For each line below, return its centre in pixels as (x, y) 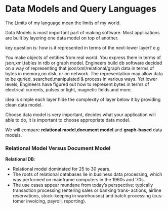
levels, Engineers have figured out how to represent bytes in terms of (77, 84)
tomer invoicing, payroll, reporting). (49, 201)
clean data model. (24, 104)
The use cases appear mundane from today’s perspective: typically (83, 185)
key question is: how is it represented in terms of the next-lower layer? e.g (82, 47)
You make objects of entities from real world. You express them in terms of (83, 57)
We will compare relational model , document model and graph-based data (84, 130)
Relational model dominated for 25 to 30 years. (61, 169)
